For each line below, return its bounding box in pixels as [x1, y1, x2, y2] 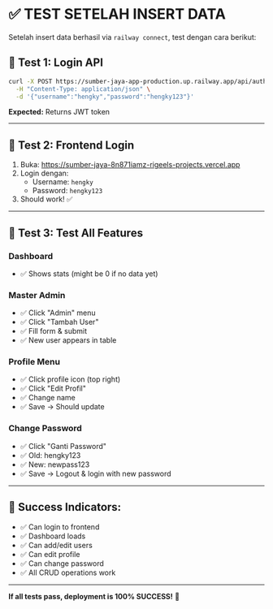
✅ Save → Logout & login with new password [19, 469, 171, 478]
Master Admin [8, 289, 66, 300]
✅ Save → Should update [19, 402, 105, 412]
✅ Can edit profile [19, 549, 80, 559]
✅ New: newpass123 [19, 460, 90, 469]
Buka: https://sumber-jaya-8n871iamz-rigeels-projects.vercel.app [19, 160, 240, 170]
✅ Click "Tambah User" [19, 317, 99, 327]
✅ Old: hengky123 [19, 450, 81, 460]
